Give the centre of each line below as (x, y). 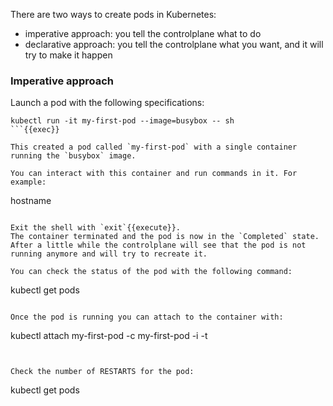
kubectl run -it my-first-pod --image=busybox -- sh (122, 121)
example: (28, 182)
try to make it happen (68, 55)
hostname (31, 201)
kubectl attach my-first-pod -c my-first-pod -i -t (109, 336)
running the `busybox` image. (73, 156)
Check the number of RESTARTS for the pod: (102, 372)
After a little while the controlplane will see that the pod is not (158, 245)
